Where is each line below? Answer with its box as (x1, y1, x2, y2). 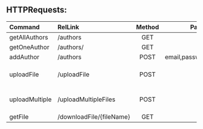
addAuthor (9, 53, 40, 61)
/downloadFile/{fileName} (57, 112, 130, 121)
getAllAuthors (9, 33, 48, 41)
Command (9, 22, 40, 31)
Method (135, 22, 159, 31)
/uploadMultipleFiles (57, 95, 116, 104)
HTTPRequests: (6, 5, 68, 15)
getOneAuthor (9, 42, 50, 51)
